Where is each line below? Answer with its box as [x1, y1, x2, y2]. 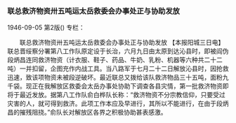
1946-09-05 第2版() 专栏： [7, 23, 86, 32]
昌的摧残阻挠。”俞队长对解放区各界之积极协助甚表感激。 [7, 108, 167, 117]
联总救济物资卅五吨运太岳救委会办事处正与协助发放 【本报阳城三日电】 [19, 38, 225, 47]
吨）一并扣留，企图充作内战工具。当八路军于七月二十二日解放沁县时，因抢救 [7, 64, 229, 73]
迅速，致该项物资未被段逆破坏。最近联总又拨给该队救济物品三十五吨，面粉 [7, 73, 223, 82]
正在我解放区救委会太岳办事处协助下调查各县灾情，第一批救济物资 [31, 82, 223, 90]
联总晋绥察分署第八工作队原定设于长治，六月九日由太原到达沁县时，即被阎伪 [7, 47, 229, 55]
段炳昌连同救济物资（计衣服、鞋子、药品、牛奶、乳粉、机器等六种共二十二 [7, 56, 223, 64]
